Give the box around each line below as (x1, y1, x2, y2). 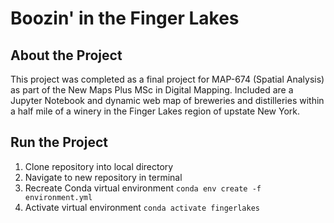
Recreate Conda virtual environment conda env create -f (24, 182, 262, 194)
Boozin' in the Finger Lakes (10, 7, 240, 30)
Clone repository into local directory (24, 160, 174, 172)
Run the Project (10, 134, 108, 151)
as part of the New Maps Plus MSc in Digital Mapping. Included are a (10, 84, 294, 96)
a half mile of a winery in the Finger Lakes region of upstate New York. (10, 105, 301, 117)
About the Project (10, 47, 123, 64)
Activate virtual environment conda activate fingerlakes (24, 201, 260, 213)
